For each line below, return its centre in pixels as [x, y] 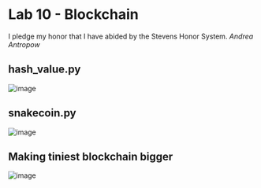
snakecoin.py [42, 113]
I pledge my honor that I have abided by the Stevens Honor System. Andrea [131, 36]
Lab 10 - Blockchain [74, 15]
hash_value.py [45, 70]
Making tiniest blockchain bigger [91, 156]
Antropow [24, 44]
